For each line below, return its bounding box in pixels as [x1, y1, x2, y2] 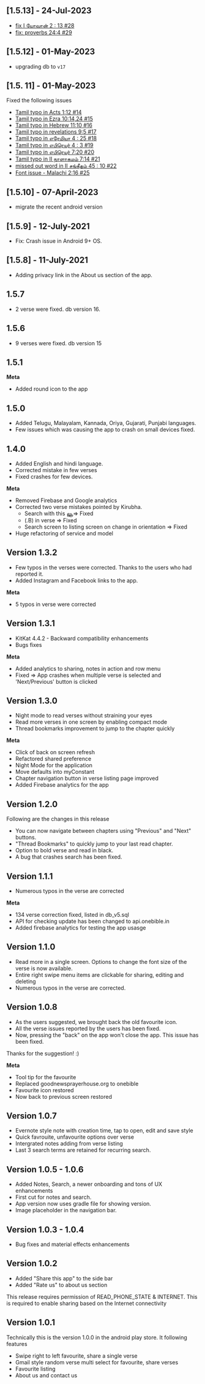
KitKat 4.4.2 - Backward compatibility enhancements [15, 635, 149, 642]
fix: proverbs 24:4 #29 [15, 28, 72, 36]
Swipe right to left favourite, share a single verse [15, 1352, 138, 1359]
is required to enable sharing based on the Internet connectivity [6, 1299, 167, 1307]
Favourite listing [15, 1365, 56, 1372]
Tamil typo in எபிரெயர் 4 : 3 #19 [15, 142, 94, 149]
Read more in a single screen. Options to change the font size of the [15, 958, 187, 965]
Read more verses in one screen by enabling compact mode [15, 718, 167, 726]
